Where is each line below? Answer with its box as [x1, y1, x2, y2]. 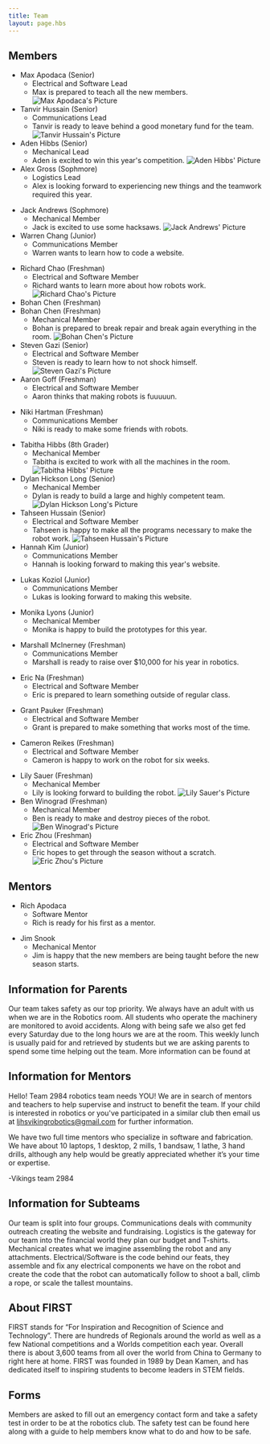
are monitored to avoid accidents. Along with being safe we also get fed [8, 1021, 247, 1030]
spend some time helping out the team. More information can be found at [8, 1046, 251, 1056]
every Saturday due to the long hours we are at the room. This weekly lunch [8, 1029, 260, 1039]
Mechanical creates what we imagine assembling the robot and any [8, 1243, 231, 1254]
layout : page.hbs [8, 19, 67, 27]
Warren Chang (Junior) [19, 231, 96, 241]
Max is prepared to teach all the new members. [31, 88, 189, 97]
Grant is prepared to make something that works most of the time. [31, 722, 251, 732]
